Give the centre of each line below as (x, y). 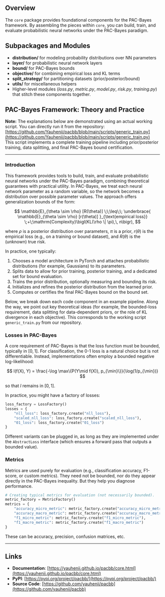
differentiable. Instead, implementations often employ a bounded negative (80, 356)
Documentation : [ (30, 568)
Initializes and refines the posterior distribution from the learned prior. (82, 286)
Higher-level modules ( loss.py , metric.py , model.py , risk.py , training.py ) (84, 89)
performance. (19, 486)
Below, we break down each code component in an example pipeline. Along (82, 301)
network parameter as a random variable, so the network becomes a (74, 191)
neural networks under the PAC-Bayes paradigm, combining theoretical (77, 181)
